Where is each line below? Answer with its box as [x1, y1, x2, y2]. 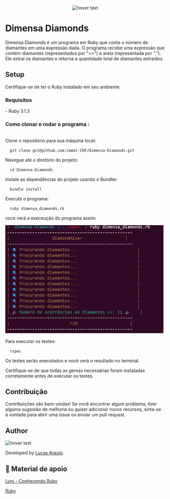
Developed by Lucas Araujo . [5, 450, 64, 456]
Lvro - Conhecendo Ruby [5, 478, 58, 484]
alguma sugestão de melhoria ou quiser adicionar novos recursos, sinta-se [5, 407, 161, 413]
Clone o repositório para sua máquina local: [5, 138, 96, 144]
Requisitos [5, 97, 32, 104]
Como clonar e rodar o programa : [5, 120, 90, 128]
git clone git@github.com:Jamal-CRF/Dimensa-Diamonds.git [10, 148, 135, 153]
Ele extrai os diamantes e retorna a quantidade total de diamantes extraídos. [5, 55, 164, 61]
